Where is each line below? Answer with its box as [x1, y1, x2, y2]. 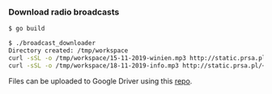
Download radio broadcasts [8, 6, 120, 18]
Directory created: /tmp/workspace [8, 47, 129, 55]
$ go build [8, 25, 45, 33]
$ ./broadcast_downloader [8, 39, 96, 47]
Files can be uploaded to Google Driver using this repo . [8, 76, 193, 86]
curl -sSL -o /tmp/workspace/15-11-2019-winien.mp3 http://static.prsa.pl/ [8, 54, 270, 62]
